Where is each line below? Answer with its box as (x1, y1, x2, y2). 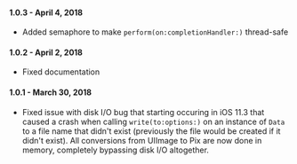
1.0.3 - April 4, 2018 (9, 7, 83, 18)
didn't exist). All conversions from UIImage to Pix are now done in (21, 135, 262, 145)
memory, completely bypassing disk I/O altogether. (21, 144, 209, 155)
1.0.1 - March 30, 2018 (9, 87, 92, 98)
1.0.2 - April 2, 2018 (9, 47, 83, 58)
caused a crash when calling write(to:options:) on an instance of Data (21, 116, 285, 127)
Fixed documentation (21, 66, 100, 77)
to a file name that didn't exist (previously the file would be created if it (21, 125, 281, 137)
